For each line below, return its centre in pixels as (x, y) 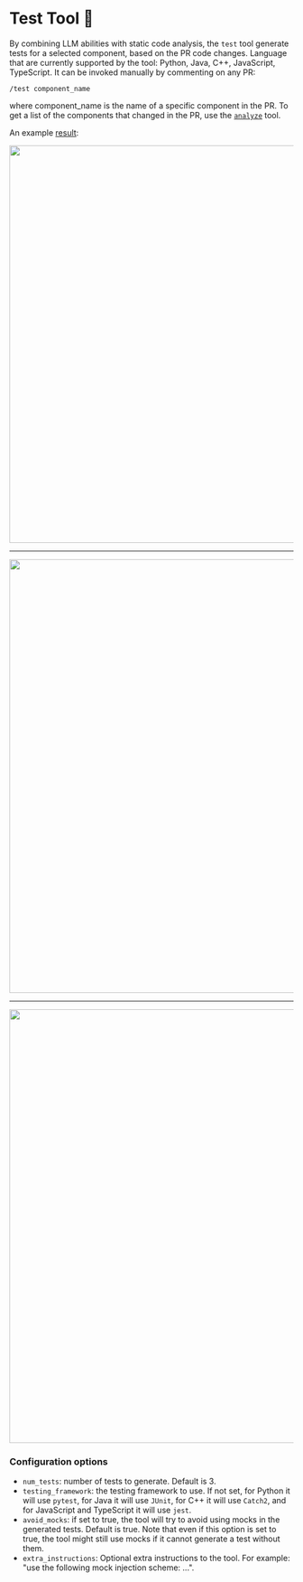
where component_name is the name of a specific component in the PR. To (149, 105)
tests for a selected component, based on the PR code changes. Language (148, 52)
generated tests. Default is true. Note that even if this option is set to (149, 1530)
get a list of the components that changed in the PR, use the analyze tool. (145, 115)
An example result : (44, 132)
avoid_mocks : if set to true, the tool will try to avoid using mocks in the (151, 1520)
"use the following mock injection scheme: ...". (108, 1568)
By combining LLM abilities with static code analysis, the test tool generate (149, 43)
